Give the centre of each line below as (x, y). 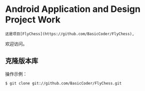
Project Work (33, 20)
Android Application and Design (73, 9)
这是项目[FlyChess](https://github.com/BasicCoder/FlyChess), (70, 34)
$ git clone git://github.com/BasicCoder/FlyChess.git (63, 83)
